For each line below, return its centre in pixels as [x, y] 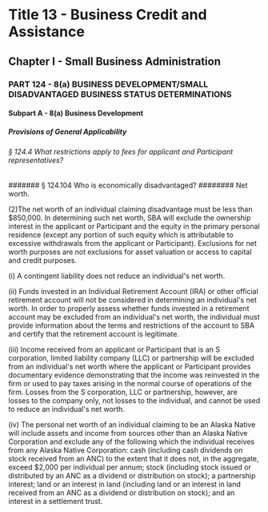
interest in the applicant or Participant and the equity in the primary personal [134, 226]
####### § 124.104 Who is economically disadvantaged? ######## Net [128, 185]
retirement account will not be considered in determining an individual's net [133, 300]
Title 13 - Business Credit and [108, 15]
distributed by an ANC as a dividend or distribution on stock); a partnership [132, 475]
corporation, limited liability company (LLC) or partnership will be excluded [131, 357]
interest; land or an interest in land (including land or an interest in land [125, 484]
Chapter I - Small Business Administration [115, 61]
